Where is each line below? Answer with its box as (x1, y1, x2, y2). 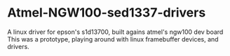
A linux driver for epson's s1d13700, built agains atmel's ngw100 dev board (7, 28, 224, 36)
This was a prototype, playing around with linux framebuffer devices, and (7, 35, 219, 43)
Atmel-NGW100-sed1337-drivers (7, 5, 206, 21)
